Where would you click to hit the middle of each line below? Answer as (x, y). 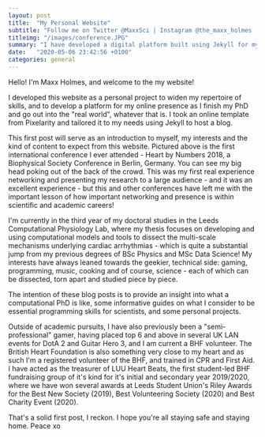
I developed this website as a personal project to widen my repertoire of (125, 97)
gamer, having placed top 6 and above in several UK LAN (146, 335)
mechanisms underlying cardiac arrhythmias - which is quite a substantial (128, 245)
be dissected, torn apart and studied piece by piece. (93, 279)
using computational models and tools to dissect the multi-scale (112, 237)
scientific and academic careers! (61, 205)
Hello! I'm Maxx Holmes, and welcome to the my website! (101, 82)
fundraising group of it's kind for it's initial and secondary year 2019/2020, (129, 377)
